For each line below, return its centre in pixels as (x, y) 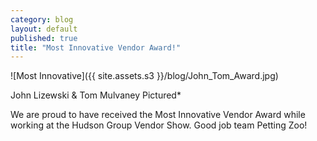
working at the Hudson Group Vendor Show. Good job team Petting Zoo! (159, 125)
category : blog (42, 19)
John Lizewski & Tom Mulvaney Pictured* (96, 95)
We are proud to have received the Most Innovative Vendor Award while (158, 115)
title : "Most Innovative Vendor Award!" (96, 47)
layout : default (44, 29)
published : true (44, 38)
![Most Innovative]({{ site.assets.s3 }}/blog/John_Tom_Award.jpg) (144, 76)
